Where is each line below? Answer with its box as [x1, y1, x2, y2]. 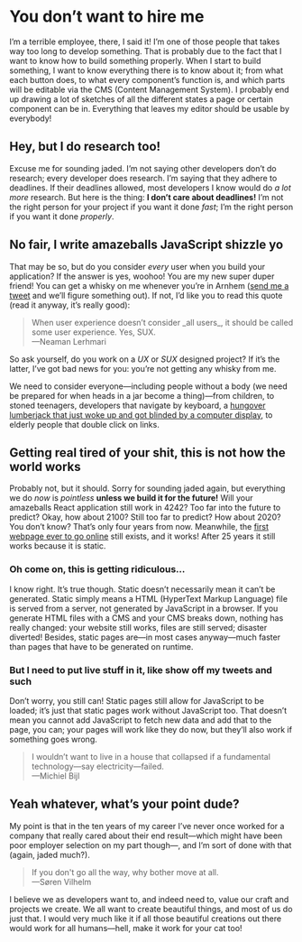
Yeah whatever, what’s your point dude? [9, 797, 240, 812]
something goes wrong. [9, 734, 97, 744]
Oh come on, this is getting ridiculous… [9, 563, 186, 576]
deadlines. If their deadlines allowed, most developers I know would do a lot [9, 182, 291, 193]
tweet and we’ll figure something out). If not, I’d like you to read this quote [9, 290, 283, 300]
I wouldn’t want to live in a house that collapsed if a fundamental [31, 751, 270, 762]
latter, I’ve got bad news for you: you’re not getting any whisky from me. [9, 363, 277, 374]
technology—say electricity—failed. [31, 761, 165, 771]
